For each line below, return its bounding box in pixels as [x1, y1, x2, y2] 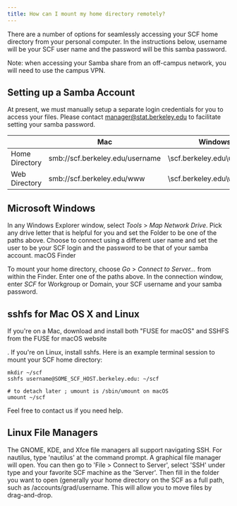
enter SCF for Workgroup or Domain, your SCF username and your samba [7, 280, 222, 289]
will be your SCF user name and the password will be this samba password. [7, 45, 227, 53]
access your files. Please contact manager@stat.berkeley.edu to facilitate [7, 113, 221, 121]
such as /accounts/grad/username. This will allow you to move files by [7, 483, 212, 492]
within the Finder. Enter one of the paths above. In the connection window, [7, 272, 224, 281]
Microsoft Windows [7, 202, 96, 214]
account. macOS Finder [7, 251, 76, 260]
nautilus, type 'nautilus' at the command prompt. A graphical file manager [7, 453, 221, 461]
